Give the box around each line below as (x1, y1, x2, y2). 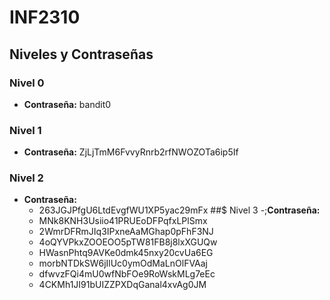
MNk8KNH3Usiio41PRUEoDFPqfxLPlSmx (38, 215, 208, 227)
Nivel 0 (9, 76, 45, 90)
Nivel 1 (9, 123, 42, 137)
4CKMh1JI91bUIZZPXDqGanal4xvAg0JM (38, 279, 207, 291)
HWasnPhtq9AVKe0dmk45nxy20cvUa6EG (38, 247, 214, 259)
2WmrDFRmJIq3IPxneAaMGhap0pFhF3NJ (38, 226, 214, 238)
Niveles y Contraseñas (9, 46, 154, 63)
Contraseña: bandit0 (23, 98, 112, 110)
